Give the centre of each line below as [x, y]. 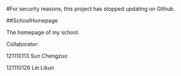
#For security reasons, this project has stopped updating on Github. [91, 9]
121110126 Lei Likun [30, 67]
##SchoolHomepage [32, 20]
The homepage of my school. [43, 32]
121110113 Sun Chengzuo [37, 56]
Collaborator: [23, 44]
